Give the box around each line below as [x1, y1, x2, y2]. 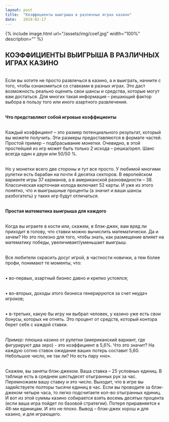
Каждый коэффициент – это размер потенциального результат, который [5, 130, 161, 136]
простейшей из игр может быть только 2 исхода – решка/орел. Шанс [5, 145, 155, 152]
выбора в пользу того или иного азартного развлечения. [5, 99, 128, 105]
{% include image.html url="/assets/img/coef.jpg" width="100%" [5, 31, 140, 37]
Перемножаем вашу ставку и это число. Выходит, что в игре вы [5, 379, 144, 385]
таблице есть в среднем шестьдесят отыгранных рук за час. [5, 373, 137, 379]
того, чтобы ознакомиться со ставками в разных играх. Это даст [5, 83, 145, 89]
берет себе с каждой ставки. [5, 322, 68, 328]
